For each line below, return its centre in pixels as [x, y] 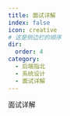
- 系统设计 [30, 74]
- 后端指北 [30, 67]
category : [24, 60]
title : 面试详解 [32, 15]
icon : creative [33, 30]
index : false [29, 23]
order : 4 [29, 52]
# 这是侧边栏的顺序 [35, 37]
